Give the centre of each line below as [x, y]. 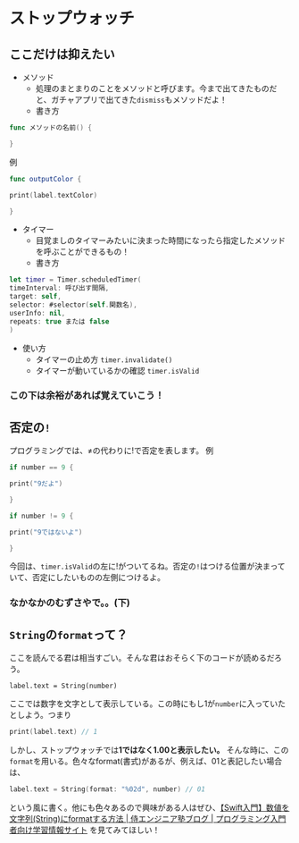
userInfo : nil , [37, 313]
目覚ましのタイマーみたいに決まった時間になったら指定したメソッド [161, 240]
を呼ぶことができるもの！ [83, 252]
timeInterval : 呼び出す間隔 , [59, 288]
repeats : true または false [59, 321]
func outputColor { [46, 179]
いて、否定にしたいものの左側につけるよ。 [87, 577]
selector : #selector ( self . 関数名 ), [74, 305]
